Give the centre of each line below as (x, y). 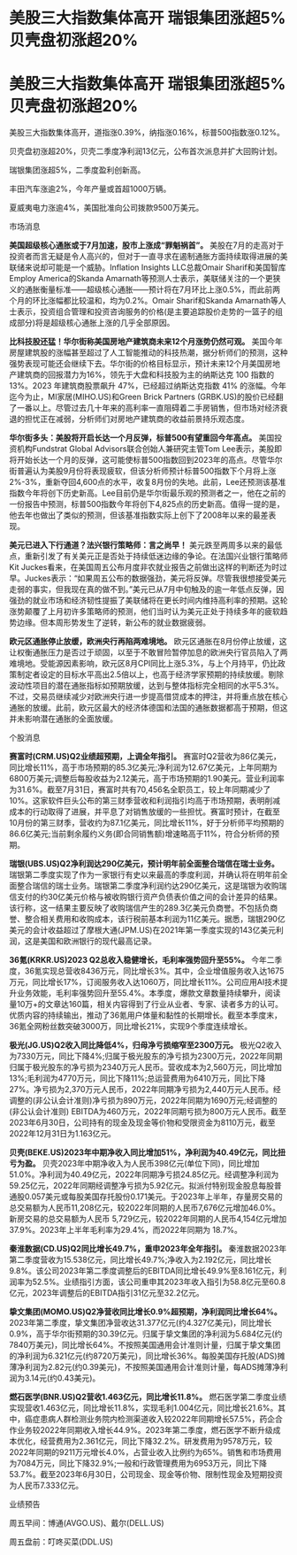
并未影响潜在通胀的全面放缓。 (63, 719)
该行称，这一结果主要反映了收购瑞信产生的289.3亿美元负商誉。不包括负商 (144, 908)
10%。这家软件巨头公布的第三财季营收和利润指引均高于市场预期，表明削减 (145, 801)
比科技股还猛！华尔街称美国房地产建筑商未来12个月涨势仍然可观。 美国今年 (146, 342)
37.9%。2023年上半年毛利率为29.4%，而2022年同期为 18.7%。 (126, 1230)
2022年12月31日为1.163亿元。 (63, 1134)
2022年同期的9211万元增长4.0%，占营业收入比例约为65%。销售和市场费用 (145, 1452)
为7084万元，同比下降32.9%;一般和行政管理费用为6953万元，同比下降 (138, 1463)
